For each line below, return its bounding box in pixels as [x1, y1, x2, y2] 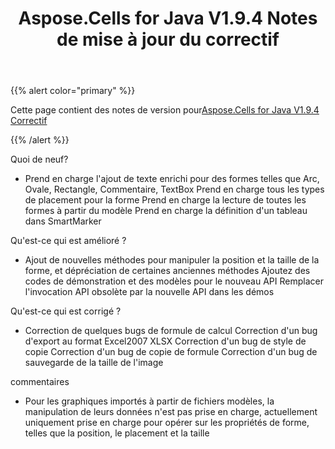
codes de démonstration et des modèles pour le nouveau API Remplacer [24, 275, 324, 287]
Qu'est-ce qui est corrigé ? [10, 305, 122, 317]
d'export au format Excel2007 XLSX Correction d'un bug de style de [24, 335, 307, 347]
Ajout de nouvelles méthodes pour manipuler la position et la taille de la [24, 254, 320, 266]
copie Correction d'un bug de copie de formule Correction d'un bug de [24, 346, 318, 358]
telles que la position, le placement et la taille [24, 427, 210, 439]
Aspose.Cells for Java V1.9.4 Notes [18, 7, 318, 30]
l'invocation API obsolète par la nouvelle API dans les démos [24, 286, 275, 298]
